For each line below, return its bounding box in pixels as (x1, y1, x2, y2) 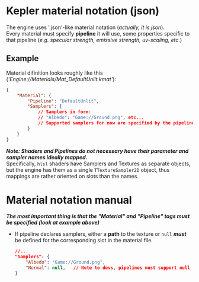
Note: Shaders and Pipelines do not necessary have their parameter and (6, 147, 189, 155)
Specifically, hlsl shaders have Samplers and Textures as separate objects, (6, 160, 191, 167)
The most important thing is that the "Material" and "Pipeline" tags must (6, 213, 190, 220)
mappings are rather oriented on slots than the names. (6, 172, 139, 180)
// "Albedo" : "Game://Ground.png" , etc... (37, 114, 145, 121)
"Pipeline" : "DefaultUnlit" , (27, 98, 99, 104)
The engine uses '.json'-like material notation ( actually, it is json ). (6, 24, 165, 31)
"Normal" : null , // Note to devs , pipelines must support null (25, 265, 191, 271)
